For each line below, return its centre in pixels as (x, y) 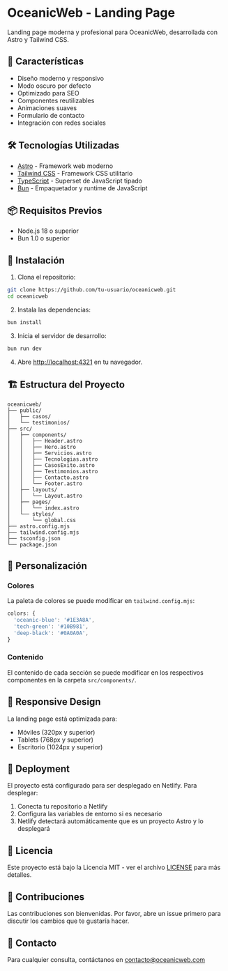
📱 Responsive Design (54, 702)
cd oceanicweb (28, 297)
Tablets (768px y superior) (55, 740)
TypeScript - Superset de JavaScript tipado (80, 181)
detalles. (20, 875)
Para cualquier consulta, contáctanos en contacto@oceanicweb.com (106, 959)
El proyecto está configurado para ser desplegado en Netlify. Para (102, 786)
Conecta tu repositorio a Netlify (62, 806)
